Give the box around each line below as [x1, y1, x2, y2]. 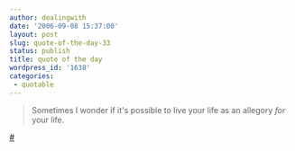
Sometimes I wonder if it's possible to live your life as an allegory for [31, 104, 286, 115]
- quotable [13, 80, 54, 89]
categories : [9, 72, 54, 81]
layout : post [9, 30, 59, 39]
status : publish [9, 47, 70, 56]
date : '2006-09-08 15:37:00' [9, 22, 119, 31]
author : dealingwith [9, 13, 88, 22]
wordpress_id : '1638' [9, 64, 91, 73]
